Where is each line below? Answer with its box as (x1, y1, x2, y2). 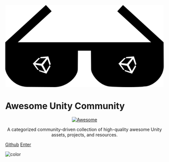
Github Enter (5, 141, 32, 148)
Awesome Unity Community (5, 100, 125, 112)
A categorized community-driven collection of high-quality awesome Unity (7, 126, 162, 133)
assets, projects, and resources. (51, 132, 118, 138)
